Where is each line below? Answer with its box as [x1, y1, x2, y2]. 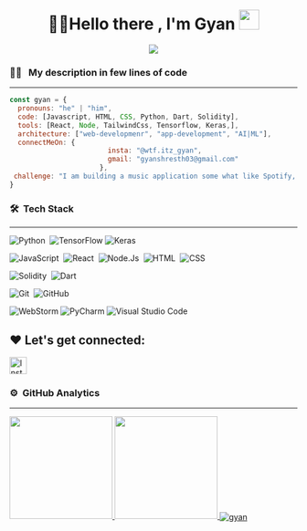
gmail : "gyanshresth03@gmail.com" [107, 155, 239, 164]
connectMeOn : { [17, 138, 76, 147]
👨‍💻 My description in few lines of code [9, 66, 187, 78]
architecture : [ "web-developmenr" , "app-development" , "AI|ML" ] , [17, 129, 272, 139]
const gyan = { [9, 96, 68, 105]
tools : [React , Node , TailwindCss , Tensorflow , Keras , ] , [17, 120, 239, 130]
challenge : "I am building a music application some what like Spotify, [13, 172, 297, 182]
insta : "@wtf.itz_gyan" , [107, 146, 203, 155]
